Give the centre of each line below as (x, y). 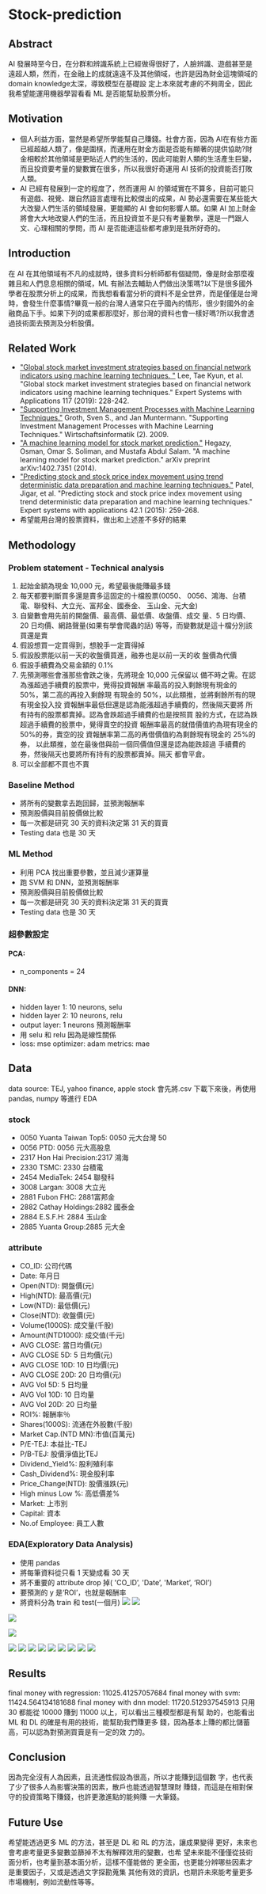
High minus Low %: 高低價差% (70, 1493)
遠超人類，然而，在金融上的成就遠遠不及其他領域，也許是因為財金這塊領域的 (133, 74)
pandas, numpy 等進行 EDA (53, 1098)
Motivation (36, 119)
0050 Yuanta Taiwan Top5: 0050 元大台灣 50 (93, 1138)
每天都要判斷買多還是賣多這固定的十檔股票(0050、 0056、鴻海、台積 (133, 596)
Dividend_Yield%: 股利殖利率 (66, 1464)
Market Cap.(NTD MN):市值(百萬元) (77, 1434)
